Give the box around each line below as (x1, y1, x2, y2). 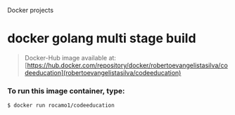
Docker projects (7, 6, 54, 14)
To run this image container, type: (7, 86, 125, 95)
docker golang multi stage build (7, 31, 196, 46)
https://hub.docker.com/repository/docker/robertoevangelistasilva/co (27, 61, 229, 69)
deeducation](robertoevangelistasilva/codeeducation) (24, 68, 182, 76)
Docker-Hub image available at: (24, 53, 116, 62)
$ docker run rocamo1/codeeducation (7, 102, 115, 109)
